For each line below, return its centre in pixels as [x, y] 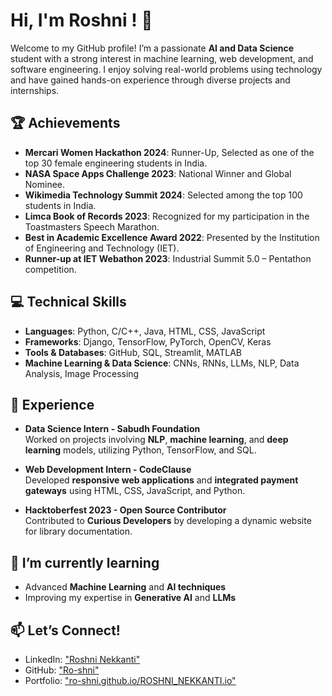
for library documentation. [78, 531]
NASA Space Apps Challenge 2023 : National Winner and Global [158, 173]
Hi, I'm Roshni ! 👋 [81, 20]
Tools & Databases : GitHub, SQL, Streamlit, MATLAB [133, 352]
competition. [50, 269]
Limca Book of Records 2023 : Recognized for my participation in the [167, 216]
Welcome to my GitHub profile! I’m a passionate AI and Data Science [152, 48]
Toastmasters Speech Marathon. [92, 226]
